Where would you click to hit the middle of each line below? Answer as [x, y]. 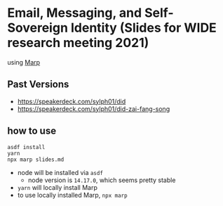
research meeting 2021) [78, 43]
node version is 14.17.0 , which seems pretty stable [102, 180]
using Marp [24, 62]
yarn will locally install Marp [58, 187]
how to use [32, 131]
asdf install [26, 147]
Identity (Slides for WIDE [144, 28]
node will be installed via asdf [60, 172]
